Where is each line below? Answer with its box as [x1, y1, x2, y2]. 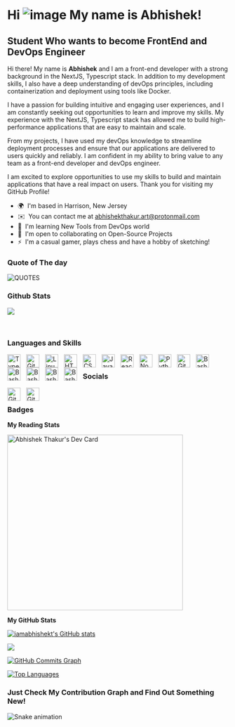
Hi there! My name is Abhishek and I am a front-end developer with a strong [7, 65, 228, 73]
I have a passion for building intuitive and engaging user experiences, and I [7, 100, 224, 109]
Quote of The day [7, 257, 68, 267]
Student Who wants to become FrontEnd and [7, 35, 208, 47]
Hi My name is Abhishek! [7, 7, 202, 23]
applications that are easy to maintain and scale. [46, 123, 186, 131]
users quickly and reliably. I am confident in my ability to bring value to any [7, 152, 223, 159]
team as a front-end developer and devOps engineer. [7, 159, 161, 167]
